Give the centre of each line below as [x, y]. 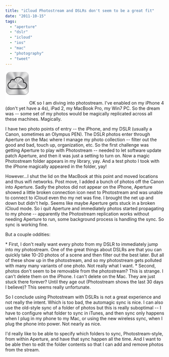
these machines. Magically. [34, 119]
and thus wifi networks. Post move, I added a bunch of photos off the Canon [84, 182]
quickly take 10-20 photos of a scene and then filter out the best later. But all [85, 255]
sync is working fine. [27, 225]
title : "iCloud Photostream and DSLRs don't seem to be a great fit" [80, 11]
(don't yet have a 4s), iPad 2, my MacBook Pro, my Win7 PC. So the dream [83, 108]
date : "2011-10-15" [26, 16]
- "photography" [27, 53]
